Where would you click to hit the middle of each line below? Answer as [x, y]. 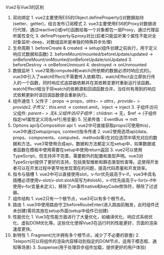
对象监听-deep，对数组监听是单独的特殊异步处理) [62, 42]
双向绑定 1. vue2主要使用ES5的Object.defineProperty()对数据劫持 [78, 18]
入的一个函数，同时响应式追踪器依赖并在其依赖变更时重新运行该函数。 [83, 83]
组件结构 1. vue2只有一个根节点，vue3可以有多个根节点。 [70, 198]
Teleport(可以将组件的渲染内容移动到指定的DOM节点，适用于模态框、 [82, 241]
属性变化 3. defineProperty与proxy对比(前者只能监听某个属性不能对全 [87, 36]
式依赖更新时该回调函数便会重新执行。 [51, 95]
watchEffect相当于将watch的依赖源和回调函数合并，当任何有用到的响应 [84, 89]
